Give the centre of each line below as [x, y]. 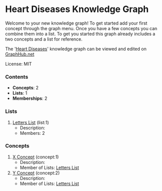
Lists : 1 [20, 93]
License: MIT [18, 64]
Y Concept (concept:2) [36, 173]
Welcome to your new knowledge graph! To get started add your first [76, 23]
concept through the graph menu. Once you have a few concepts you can [81, 28]
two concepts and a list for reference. [44, 39]
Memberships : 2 [30, 98]
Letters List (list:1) [30, 122]
